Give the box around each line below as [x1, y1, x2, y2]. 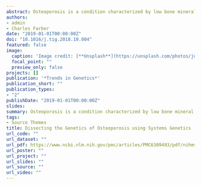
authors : [6, 14, 28, 20]
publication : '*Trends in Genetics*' [6, 75, 100, 81]
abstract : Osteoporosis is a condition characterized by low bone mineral [6, 8, 197, 15]
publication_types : [6, 87, 55, 92]
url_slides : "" [6, 159, 44, 165]
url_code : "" [6, 131, 39, 137]
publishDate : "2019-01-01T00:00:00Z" [6, 97, 100, 103]
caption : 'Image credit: [11, 53, 74, 59]
